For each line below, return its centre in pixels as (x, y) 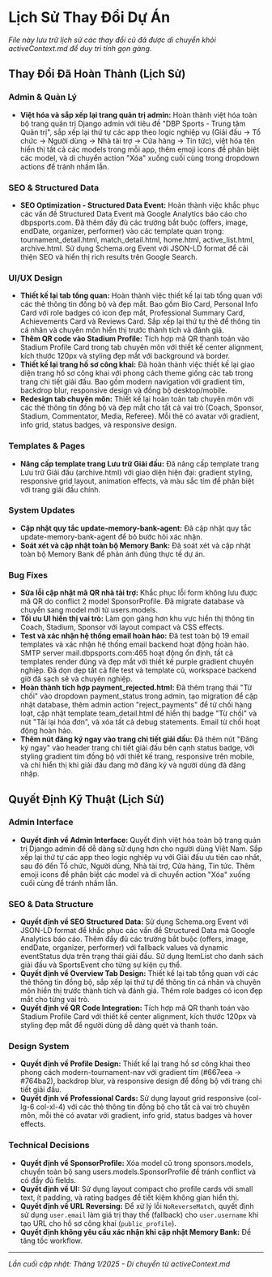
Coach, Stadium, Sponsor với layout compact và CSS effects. (122, 627)
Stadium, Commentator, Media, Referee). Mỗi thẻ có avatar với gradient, (140, 416)
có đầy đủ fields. (48, 1180)
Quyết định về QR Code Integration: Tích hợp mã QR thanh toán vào (134, 1008)
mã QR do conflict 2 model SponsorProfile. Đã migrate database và (132, 601)
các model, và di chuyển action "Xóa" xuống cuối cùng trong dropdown (140, 157)
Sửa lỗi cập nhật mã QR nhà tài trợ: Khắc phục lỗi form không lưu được (138, 593)
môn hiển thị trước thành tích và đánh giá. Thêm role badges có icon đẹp (141, 991)
